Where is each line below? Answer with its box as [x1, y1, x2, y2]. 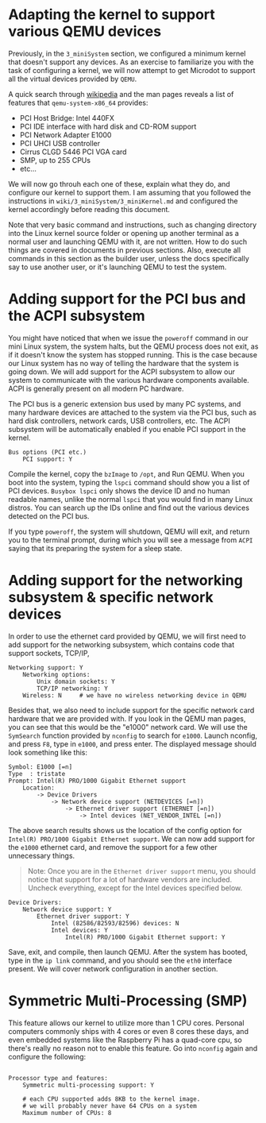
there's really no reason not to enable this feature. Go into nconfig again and [8, 1043, 258, 1053]
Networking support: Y [8, 663, 83, 672]
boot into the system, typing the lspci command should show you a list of [8, 477, 250, 487]
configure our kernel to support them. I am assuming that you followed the [8, 187, 252, 197]
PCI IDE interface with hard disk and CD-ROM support [19, 122, 197, 131]
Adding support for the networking [8, 572, 244, 589]
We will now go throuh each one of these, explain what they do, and [8, 179, 230, 188]
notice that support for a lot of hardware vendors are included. [27, 874, 233, 884]
